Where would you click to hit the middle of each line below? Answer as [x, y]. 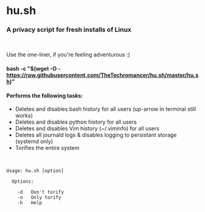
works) [24, 116]
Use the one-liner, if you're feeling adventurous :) [68, 55]
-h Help [30, 203]
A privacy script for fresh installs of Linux [69, 30]
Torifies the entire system [47, 148]
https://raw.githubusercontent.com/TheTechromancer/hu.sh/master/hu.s [103, 75]
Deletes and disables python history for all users [76, 122]
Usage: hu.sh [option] [35, 171]
